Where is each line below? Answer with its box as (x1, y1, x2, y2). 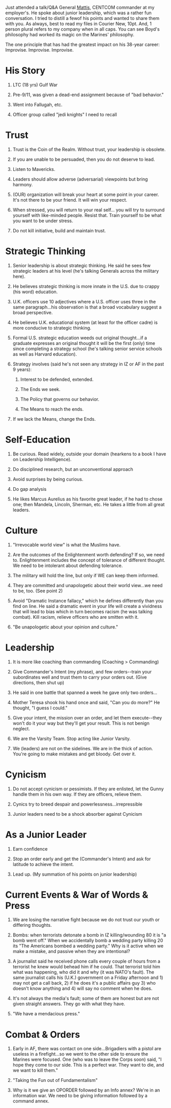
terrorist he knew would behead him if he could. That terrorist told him (12, 964, 161, 970)
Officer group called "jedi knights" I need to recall (12, 111, 117, 117)
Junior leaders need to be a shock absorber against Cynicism (12, 811, 142, 817)
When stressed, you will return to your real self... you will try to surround (12, 207, 165, 213)
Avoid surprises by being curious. (12, 476, 83, 482)
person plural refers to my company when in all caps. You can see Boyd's (5, 26, 160, 32)
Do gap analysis (12, 486, 47, 492)
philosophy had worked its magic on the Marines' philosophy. (5, 32, 134, 37)
